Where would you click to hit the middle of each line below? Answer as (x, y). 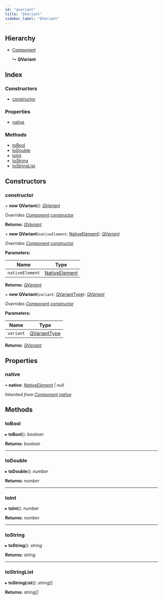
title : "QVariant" (24, 14)
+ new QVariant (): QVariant (33, 206)
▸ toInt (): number (22, 509)
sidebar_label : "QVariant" (32, 18)
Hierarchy (20, 38)
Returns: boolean (23, 444)
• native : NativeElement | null (34, 385)
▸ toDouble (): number (27, 471)
